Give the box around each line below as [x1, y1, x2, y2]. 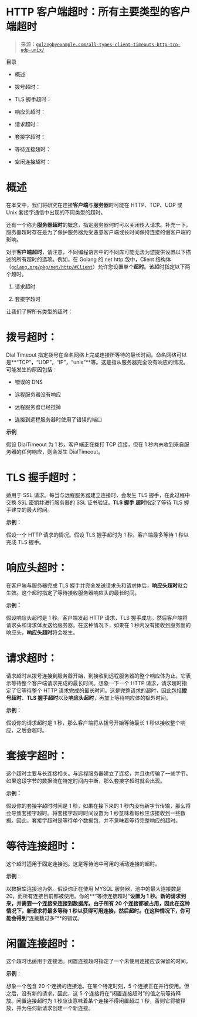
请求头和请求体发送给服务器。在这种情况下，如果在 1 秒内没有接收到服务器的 [6, 621, 191, 629]
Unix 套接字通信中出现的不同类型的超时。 [6, 209, 106, 216]
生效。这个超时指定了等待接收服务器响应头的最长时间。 [6, 589, 140, 596]
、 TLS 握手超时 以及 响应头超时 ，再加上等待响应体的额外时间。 [21, 694, 171, 701]
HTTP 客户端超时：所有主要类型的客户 [6, 5, 191, 19]
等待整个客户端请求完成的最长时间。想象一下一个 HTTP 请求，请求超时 [11, 679, 182, 686]
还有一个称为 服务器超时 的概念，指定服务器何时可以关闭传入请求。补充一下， [6, 221, 191, 228]
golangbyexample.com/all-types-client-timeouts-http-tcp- [36, 42, 181, 48]
